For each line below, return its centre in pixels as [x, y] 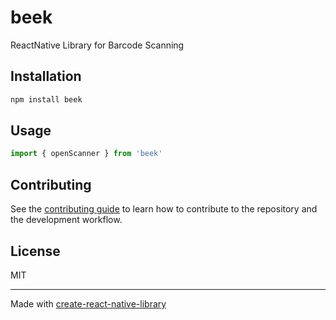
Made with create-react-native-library [88, 303]
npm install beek [46, 99]
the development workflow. [66, 220]
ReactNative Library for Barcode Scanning [97, 45]
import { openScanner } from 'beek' [86, 154]
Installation [46, 76]
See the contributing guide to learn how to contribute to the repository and [164, 209]
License [35, 251]
